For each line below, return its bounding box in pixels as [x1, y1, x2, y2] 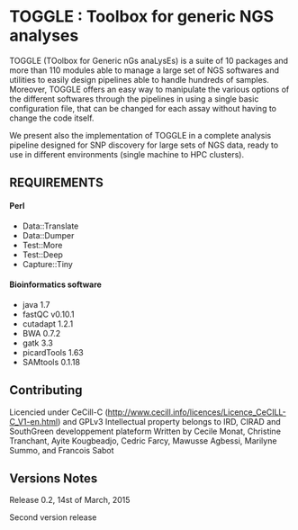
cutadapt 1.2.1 [22, 318, 74, 329]
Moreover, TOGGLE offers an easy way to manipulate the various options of [9, 84, 290, 94]
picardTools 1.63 [22, 346, 84, 357]
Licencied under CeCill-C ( [9, 407, 108, 418]
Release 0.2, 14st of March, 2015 [9, 495, 131, 506]
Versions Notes [9, 471, 98, 486]
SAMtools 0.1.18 [22, 356, 81, 367]
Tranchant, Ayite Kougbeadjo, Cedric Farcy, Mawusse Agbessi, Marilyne [9, 435, 277, 446]
